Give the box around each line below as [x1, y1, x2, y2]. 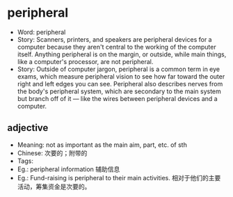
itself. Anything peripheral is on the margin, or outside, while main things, [17, 50, 227, 58]
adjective [7, 122, 49, 134]
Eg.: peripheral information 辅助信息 [17, 165, 120, 173]
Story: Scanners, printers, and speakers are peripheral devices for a [17, 35, 212, 43]
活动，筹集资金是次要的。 [17, 182, 91, 191]
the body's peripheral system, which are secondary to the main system [17, 87, 221, 95]
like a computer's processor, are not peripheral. [17, 57, 154, 65]
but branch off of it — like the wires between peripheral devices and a [17, 94, 218, 102]
